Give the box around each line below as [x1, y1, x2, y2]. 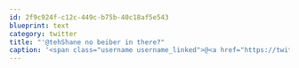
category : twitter [9, 29, 77, 38]
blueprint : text [9, 21, 69, 30]
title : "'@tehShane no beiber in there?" [9, 37, 166, 47]
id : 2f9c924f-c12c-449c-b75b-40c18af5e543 [9, 12, 169, 22]
